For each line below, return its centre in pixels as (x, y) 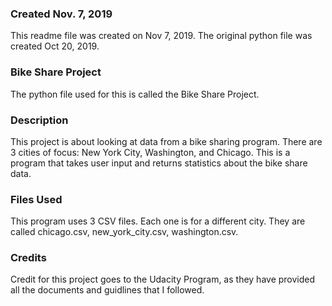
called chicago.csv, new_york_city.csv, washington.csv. (124, 232)
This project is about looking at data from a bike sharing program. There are (166, 141)
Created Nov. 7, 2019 (61, 14)
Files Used (36, 199)
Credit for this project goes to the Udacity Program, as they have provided (163, 279)
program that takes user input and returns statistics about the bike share (159, 163)
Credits (28, 258)
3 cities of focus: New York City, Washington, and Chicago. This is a (150, 152)
